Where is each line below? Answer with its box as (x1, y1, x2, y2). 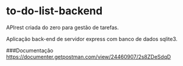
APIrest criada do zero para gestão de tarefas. (6, 24, 119, 31)
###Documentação (6, 46, 53, 54)
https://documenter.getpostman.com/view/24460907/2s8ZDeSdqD (6, 53, 171, 60)
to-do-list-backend (6, 4, 102, 18)
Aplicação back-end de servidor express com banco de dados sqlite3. (6, 35, 178, 42)
